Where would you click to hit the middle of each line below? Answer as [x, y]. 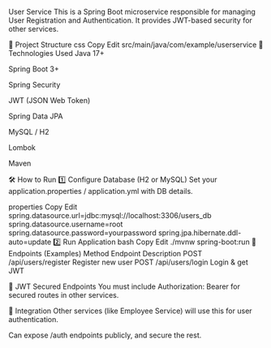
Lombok [22, 148]
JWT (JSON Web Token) [49, 100]
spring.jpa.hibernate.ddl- [200, 233]
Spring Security [34, 85]
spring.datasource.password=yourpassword [82, 233]
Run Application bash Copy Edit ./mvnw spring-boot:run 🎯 [160, 242]
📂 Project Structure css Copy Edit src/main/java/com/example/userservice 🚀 [136, 45]
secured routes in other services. [64, 295]
